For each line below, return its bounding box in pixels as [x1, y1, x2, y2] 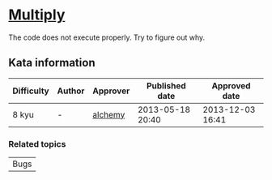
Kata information [8, 56, 96, 70]
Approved [211, 79, 251, 91]
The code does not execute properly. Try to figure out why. [8, 32, 206, 42]
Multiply [8, 6, 66, 24]
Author [57, 85, 85, 96]
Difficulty [12, 85, 50, 96]
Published [146, 79, 186, 91]
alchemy [92, 109, 125, 120]
